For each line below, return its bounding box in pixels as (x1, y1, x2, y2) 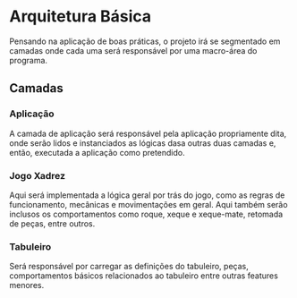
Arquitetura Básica (9, 6, 152, 27)
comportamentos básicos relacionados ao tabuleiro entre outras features (9, 270, 279, 281)
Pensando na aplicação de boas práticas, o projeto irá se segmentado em (9, 36, 281, 47)
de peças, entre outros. (9, 217, 96, 229)
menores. (9, 280, 45, 291)
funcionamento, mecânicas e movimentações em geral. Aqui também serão (9, 199, 288, 209)
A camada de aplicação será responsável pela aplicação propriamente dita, (9, 128, 287, 139)
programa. (9, 55, 47, 65)
